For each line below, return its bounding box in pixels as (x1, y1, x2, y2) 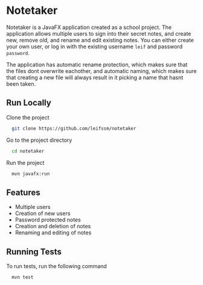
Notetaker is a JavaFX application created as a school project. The (6, 24, 172, 31)
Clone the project (6, 114, 50, 121)
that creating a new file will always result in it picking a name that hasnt (6, 74, 183, 81)
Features (6, 187, 40, 197)
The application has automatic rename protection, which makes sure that (6, 61, 188, 68)
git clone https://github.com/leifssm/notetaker (11, 125, 137, 132)
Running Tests (6, 246, 62, 257)
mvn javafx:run (11, 170, 50, 177)
